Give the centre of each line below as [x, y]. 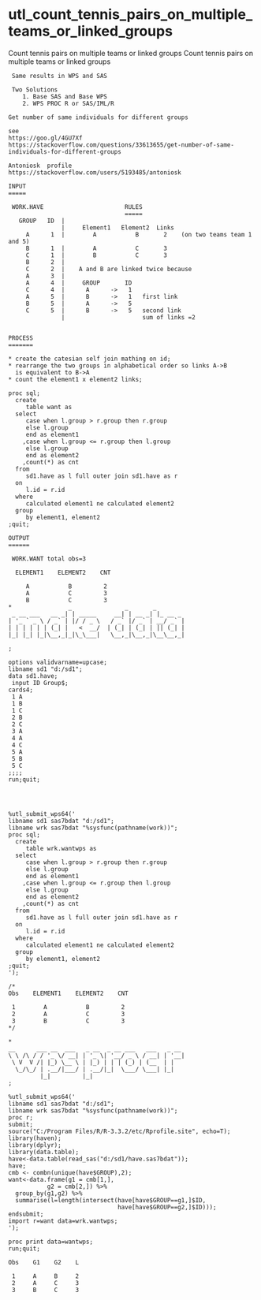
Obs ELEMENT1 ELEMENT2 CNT [68, 993]
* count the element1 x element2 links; [76, 379]
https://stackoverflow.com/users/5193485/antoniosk [95, 172]
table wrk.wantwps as [61, 848]
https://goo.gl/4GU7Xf [45, 138]
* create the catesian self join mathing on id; [89, 359]
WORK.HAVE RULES [77, 207]
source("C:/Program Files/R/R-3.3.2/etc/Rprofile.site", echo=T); [119, 1131]
